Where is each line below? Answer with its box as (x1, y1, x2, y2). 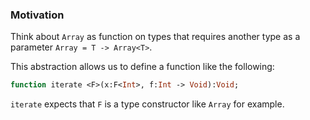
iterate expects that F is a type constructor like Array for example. (10, 98, 285, 110)
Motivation (10, 8, 65, 22)
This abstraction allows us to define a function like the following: (10, 61, 275, 73)
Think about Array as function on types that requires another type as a (10, 31, 301, 43)
